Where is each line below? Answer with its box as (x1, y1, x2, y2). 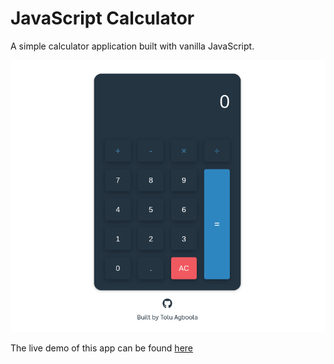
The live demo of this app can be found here (10, 342, 193, 354)
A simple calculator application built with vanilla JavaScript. (10, 40, 255, 52)
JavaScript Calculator (10, 7, 195, 30)
